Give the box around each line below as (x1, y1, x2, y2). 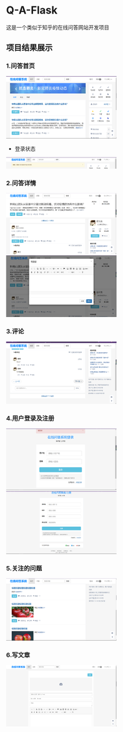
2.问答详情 (6, 179, 36, 187)
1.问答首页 (6, 62, 35, 70)
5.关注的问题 (6, 564, 42, 573)
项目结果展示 (6, 42, 53, 53)
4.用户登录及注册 (6, 414, 55, 422)
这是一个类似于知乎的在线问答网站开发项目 (6, 24, 109, 31)
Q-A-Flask (6, 4, 58, 17)
